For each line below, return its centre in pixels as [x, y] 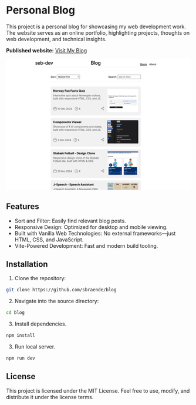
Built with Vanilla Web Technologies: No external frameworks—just [95, 233]
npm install [21, 336]
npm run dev [21, 358]
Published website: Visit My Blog [47, 50]
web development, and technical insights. [56, 39]
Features [23, 207]
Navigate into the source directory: [57, 301]
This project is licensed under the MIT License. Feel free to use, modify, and [98, 391]
